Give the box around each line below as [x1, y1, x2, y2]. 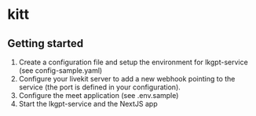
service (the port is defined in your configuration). [18, 82, 181, 92]
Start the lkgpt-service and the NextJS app [18, 100, 158, 108]
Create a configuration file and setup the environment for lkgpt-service [18, 57, 248, 67]
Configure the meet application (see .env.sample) [18, 91, 179, 100]
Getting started [7, 37, 84, 50]
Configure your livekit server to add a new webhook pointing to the [18, 74, 236, 83]
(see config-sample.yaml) [18, 66, 103, 75]
